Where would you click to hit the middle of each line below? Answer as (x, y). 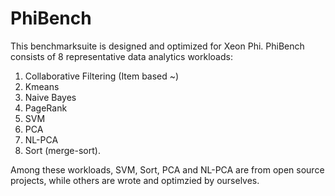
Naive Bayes (50, 97)
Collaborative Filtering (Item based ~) (102, 76)
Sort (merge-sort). (62, 150)
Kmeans (42, 86)
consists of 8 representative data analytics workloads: (121, 56)
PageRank (46, 108)
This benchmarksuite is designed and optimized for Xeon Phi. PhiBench (157, 46)
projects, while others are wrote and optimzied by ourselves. (135, 180)
